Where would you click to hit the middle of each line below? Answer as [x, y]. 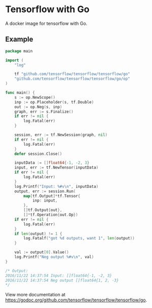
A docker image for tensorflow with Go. [46, 23]
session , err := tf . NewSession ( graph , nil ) [61, 135]
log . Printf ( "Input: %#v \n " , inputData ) [56, 186]
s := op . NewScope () [35, 97]
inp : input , [45, 201]
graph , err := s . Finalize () [44, 112]
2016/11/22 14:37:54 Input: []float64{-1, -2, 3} [59, 276]
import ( [14, 60]
